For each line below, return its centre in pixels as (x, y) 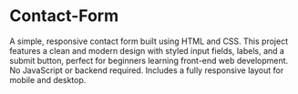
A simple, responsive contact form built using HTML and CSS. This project (149, 41)
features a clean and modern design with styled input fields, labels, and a (147, 50)
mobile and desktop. (48, 79)
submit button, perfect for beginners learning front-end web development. (149, 60)
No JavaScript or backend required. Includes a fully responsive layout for (147, 70)
